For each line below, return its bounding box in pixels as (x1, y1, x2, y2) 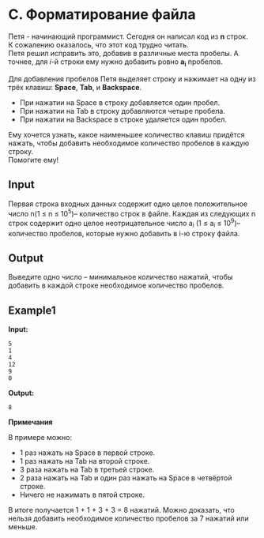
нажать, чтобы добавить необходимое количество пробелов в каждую (8, 138, 250, 148)
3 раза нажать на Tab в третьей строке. (19, 465, 155, 475)
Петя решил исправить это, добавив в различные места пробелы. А (8, 48, 239, 58)
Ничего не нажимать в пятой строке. (19, 490, 145, 499)
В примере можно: (8, 433, 73, 442)
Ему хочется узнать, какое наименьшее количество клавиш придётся (8, 130, 245, 139)
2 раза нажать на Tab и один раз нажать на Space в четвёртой (19, 473, 232, 483)
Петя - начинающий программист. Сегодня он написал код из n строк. (8, 32, 248, 41)
